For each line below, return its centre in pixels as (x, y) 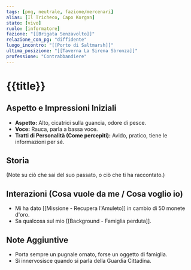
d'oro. (22, 215)
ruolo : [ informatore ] (33, 28)
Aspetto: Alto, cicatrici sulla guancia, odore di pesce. (81, 122)
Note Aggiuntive (37, 240)
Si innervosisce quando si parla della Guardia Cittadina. (83, 261)
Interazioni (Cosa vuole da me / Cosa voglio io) (95, 193)
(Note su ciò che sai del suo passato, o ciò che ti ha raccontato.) (86, 175)
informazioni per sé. (40, 142)
